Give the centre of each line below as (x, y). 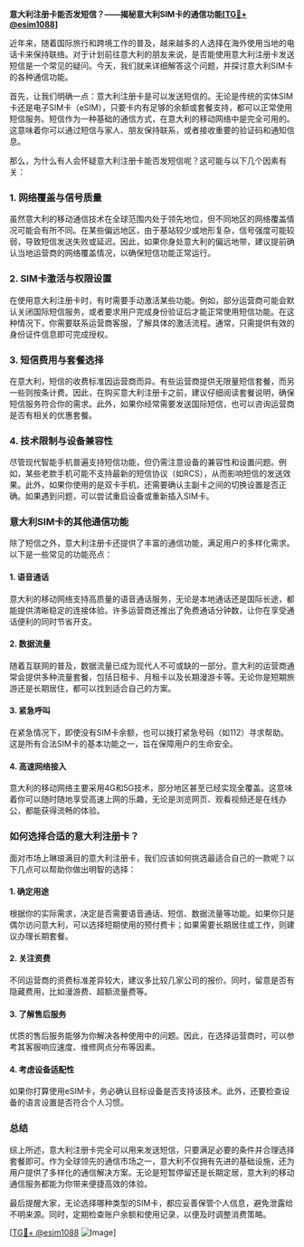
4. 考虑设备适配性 (42, 1069)
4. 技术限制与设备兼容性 (61, 441)
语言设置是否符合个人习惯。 (76, 1102)
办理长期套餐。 (45, 936)
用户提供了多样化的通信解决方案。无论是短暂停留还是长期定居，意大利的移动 (152, 1172)
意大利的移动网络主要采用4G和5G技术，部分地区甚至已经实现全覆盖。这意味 (151, 788)
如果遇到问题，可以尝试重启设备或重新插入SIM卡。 (119, 496)
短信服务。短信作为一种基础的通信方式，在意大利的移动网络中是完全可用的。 (152, 119)
